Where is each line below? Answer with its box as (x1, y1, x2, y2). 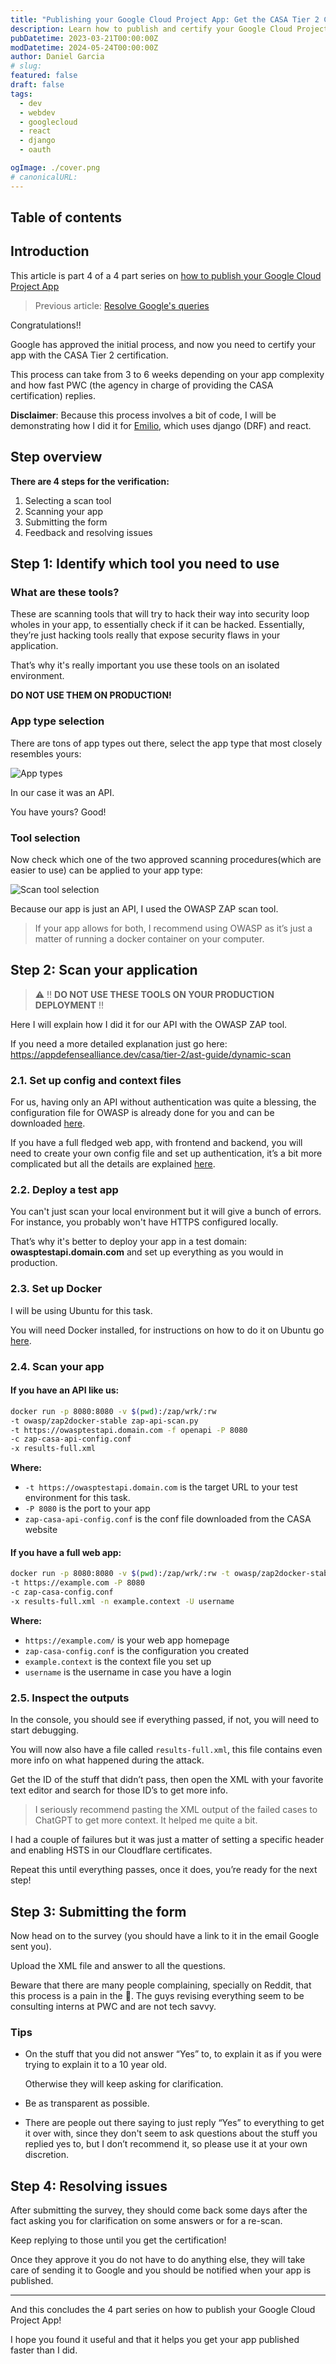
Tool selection (10, 831, 81, 845)
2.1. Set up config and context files (10, 1073, 182, 1087)
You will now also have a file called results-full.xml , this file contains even (10, 1744, 323, 1756)
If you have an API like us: (10, 1384, 120, 1396)
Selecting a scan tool (24, 494, 112, 506)
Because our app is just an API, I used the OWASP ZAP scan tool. (10, 902, 279, 915)
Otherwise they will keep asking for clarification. (24, 2078, 224, 2090)
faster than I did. (10, 2344, 78, 2356)
